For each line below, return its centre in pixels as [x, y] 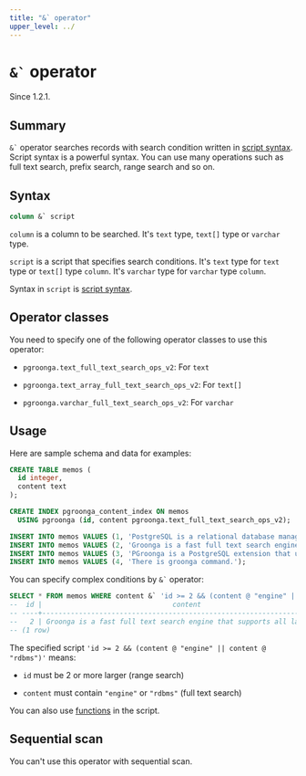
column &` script [42, 217]
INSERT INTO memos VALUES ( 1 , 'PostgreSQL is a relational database [142, 536]
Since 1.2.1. [30, 97]
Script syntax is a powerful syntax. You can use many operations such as [147, 157]
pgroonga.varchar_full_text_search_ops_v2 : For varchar [128, 402]
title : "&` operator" [51, 18]
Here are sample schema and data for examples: [101, 453]
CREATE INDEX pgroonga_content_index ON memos [99, 512]
